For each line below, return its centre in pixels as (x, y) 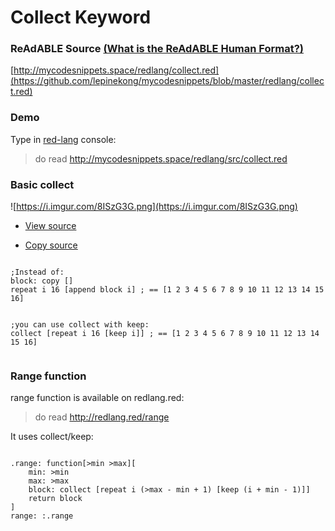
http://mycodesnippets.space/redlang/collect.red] (116, 70)
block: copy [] (42, 281)
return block (55, 499)
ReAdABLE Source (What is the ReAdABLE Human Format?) (157, 49)
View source (50, 226)
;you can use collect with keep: (80, 325)
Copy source (51, 245)
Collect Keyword (81, 17)
